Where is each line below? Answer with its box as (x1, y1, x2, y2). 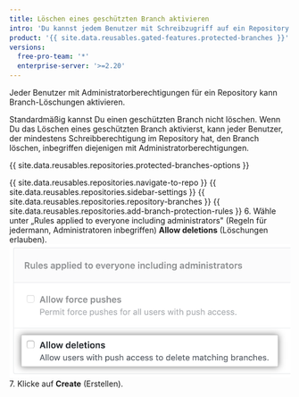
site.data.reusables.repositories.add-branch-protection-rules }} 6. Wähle (9, 206, 277, 216)
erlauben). (9, 234, 47, 245)
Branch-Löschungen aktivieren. (9, 97, 126, 107)
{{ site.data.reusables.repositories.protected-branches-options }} (9, 160, 250, 170)
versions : (9, 43, 46, 52)
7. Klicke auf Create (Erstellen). (9, 378, 123, 389)
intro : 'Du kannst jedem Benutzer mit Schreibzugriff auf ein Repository (9, 23, 290, 33)
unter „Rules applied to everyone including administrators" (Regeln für (9, 215, 268, 225)
